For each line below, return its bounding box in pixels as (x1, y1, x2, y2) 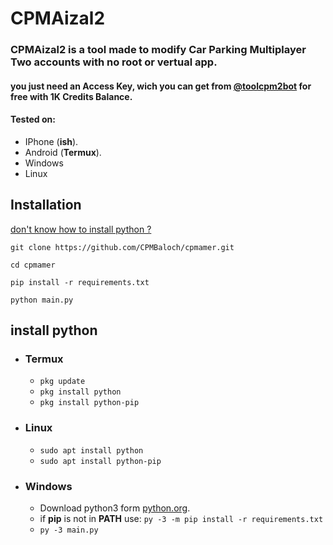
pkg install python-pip (39, 398, 140, 408)
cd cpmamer (10, 260, 56, 270)
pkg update (39, 377, 86, 387)
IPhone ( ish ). (24, 135, 79, 147)
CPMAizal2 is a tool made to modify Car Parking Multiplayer (10, 43, 307, 57)
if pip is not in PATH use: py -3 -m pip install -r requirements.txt (39, 513, 324, 524)
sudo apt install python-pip (39, 456, 162, 466)
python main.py (10, 295, 74, 305)
